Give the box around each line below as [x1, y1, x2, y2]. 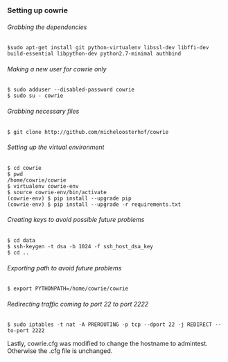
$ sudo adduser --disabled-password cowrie [7, 86, 135, 94]
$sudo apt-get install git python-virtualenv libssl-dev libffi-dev [7, 44, 209, 51]
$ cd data [7, 236, 36, 244]
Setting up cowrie [7, 6, 68, 15]
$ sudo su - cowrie [7, 92, 64, 99]
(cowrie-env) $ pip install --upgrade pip [7, 195, 132, 202]
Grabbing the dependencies [7, 23, 87, 31]
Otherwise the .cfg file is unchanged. [7, 347, 113, 355]
